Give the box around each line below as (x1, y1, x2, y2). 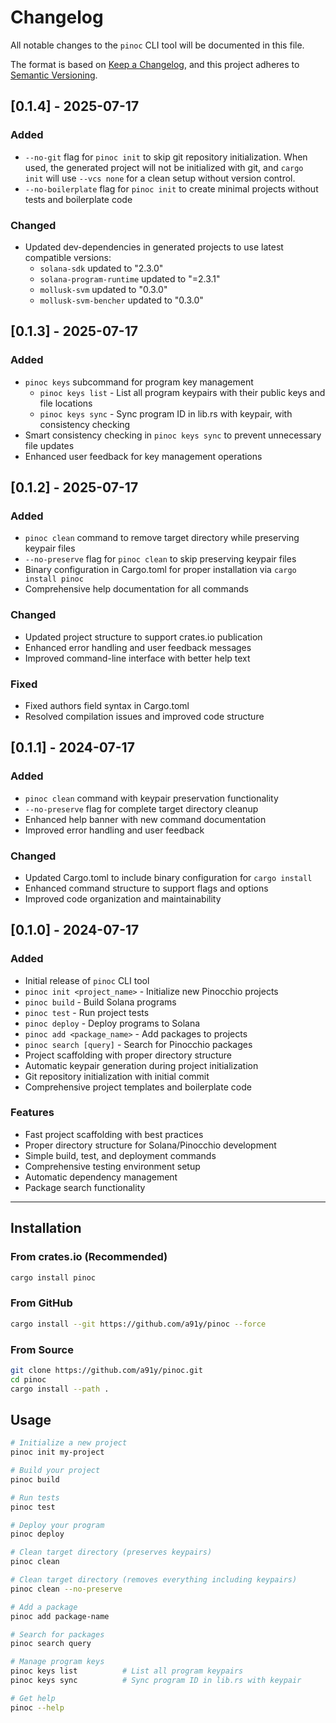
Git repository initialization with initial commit (24, 1070, 210, 1082)
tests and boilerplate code (24, 193, 133, 205)
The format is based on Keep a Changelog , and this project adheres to (10, 58, 300, 70)
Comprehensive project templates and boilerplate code (24, 1081, 252, 1093)
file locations (39, 397, 93, 409)
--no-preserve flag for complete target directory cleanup (24, 802, 259, 815)
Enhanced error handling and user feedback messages (24, 641, 252, 653)
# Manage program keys (10, 1657, 105, 1667)
